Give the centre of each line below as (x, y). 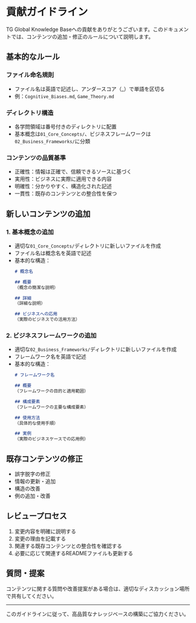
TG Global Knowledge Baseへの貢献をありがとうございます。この (85, 29)
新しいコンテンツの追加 (48, 214)
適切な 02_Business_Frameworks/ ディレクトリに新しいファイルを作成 (95, 349)
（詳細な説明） (30, 304)
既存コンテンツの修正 (44, 459)
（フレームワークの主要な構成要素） (51, 407)
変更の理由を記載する (40, 538)
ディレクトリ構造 (30, 113)
